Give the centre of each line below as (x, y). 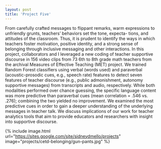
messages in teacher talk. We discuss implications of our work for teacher (80, 111)
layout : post (18, 10)
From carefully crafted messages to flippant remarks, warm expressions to (80, 28)
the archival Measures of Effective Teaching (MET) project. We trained (76, 64)
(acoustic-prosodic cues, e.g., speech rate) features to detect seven (74, 75)
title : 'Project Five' (28, 14)
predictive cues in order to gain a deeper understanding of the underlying (79, 106)
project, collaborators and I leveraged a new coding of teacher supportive (79, 54)
